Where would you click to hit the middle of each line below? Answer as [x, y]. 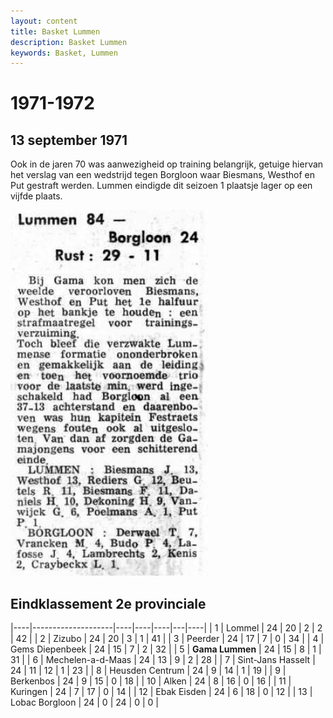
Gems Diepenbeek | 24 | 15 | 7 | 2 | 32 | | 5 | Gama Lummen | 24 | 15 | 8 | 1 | [166, 649]
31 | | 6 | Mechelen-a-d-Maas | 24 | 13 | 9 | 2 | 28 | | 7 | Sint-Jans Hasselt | [163, 660]
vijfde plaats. [36, 196]
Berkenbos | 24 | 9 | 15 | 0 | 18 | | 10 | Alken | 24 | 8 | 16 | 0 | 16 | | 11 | [151, 681]
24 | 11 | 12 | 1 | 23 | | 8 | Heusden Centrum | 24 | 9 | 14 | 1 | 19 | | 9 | [148, 671]
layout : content [44, 21]
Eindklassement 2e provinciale [108, 603]
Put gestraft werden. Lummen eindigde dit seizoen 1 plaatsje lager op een [161, 186]
